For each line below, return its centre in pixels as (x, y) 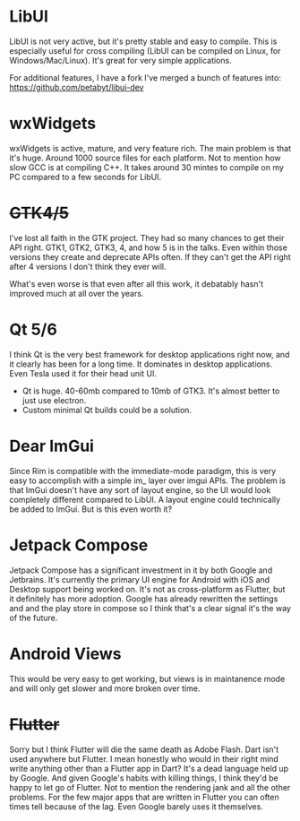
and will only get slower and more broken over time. (105, 688)
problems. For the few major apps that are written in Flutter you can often (144, 797)
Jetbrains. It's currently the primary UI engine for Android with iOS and (140, 579)
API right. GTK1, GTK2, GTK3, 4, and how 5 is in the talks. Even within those (149, 247)
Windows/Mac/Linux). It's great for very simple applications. (120, 60)
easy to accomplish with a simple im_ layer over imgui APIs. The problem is (148, 480)
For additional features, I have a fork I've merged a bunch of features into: (146, 77)
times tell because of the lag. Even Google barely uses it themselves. (137, 806)
